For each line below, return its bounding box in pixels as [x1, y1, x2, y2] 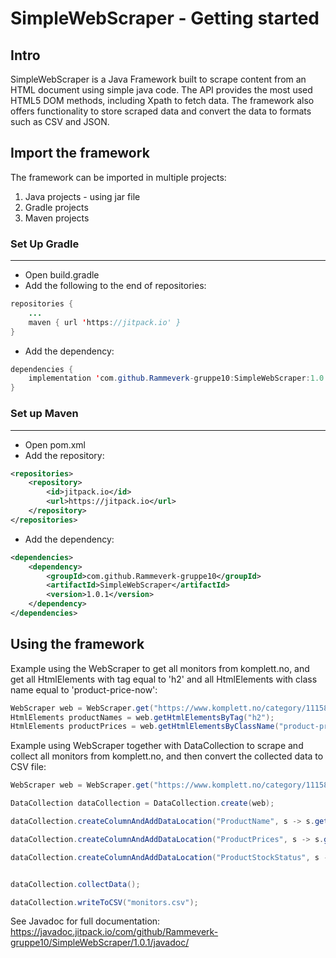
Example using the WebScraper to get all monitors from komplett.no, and [10, 662, 310, 674]
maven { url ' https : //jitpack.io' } [28, 317, 182, 327]
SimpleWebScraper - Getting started [10, 7, 320, 30]
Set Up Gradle [10, 237, 80, 251]
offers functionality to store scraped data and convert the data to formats [10, 105, 312, 117]
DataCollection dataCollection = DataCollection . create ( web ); [10, 798, 275, 809]
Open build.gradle [24, 269, 100, 281]
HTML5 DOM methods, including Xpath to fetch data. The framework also [10, 95, 315, 106]
